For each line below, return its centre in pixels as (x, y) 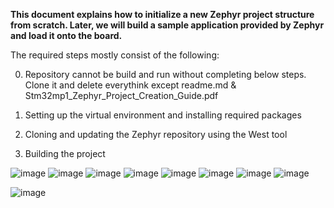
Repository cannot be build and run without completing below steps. (165, 74)
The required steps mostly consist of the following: (115, 55)
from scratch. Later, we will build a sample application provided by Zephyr (167, 25)
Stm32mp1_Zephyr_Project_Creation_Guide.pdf (121, 95)
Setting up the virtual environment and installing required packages (163, 115)
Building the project (65, 153)
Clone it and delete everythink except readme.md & (130, 85)
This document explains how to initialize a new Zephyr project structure (162, 14)
